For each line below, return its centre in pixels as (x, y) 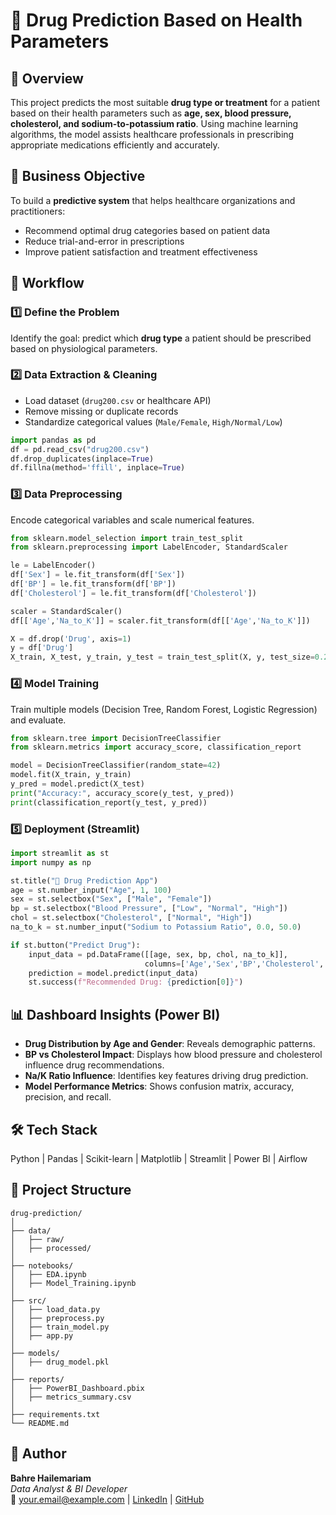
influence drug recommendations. (94, 1065)
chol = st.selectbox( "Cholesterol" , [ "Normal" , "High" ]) (131, 918)
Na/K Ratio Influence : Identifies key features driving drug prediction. (166, 1076)
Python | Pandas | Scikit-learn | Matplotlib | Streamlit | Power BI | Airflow (159, 1158)
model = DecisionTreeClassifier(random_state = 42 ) (116, 765)
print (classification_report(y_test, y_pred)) (109, 802)
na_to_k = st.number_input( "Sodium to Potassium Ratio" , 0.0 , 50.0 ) (156, 927)
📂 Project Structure (71, 1190)
